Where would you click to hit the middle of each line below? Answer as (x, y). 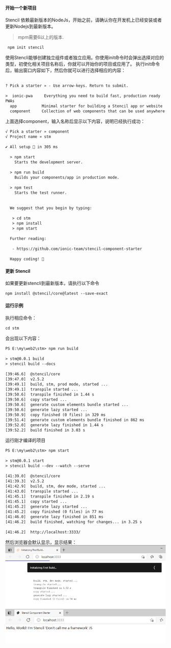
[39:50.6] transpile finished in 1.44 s (50, 394)
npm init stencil (26, 48)
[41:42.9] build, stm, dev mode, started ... (55, 486)
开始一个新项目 (21, 8)
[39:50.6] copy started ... (36, 399)
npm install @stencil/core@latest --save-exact (57, 294)
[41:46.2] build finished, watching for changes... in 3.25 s (74, 522)
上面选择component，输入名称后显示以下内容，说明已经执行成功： (75, 121)
